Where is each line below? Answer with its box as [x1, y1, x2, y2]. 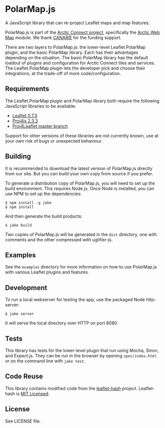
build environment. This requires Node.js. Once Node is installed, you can [5, 185, 154, 191]
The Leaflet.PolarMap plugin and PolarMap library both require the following [5, 98, 160, 104]
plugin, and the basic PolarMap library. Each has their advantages [5, 49, 139, 55]
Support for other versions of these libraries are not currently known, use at [5, 132, 159, 139]
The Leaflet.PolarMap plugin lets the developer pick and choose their [5, 65, 145, 71]
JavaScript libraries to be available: [5, 103, 76, 109]
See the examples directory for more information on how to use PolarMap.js [5, 264, 157, 270]
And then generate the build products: [5, 213, 83, 219]
